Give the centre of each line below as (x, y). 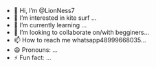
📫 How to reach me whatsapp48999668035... (80, 40)
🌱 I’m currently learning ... (50, 25)
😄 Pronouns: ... (36, 50)
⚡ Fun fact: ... (32, 57)
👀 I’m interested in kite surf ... (55, 18)
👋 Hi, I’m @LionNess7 (44, 11)
